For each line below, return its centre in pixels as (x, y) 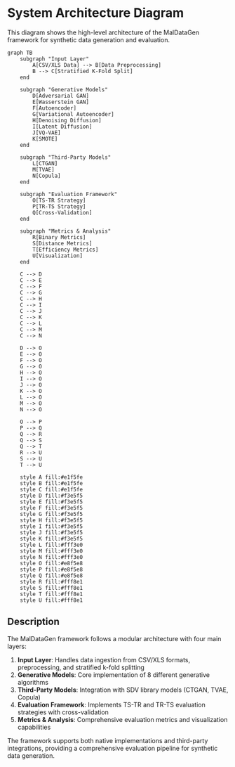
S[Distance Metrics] (62, 243)
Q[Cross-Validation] (62, 212)
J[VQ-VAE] (47, 133)
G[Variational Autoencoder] (73, 114)
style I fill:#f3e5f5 (51, 526)
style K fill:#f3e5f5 (51, 539)
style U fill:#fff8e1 (51, 600)
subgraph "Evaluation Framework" (69, 194)
